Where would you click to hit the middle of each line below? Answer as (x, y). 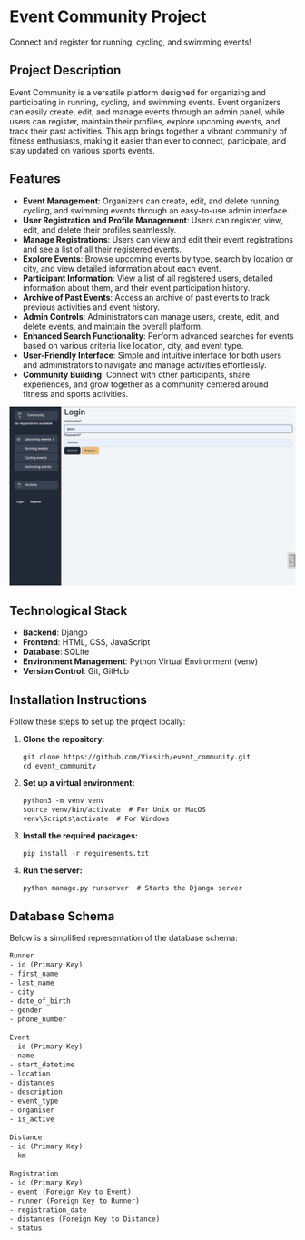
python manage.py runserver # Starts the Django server (133, 888)
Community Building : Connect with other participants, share (136, 374)
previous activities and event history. (91, 307)
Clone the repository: (64, 739)
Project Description (65, 70)
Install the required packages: (80, 836)
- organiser (32, 1110)
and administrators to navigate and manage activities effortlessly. (144, 364)
